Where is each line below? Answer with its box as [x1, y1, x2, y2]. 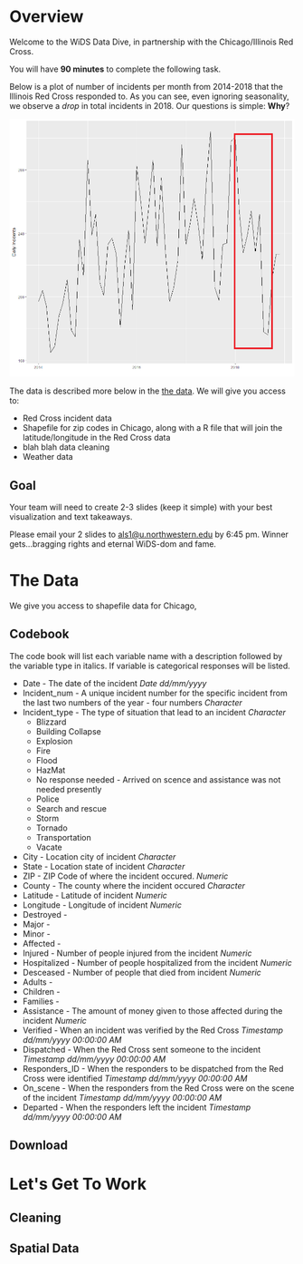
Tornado [35, 822, 68, 833]
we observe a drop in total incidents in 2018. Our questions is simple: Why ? [9, 100, 290, 111]
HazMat [35, 764, 66, 775]
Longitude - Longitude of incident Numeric [22, 899, 183, 910]
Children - [22, 986, 61, 997]
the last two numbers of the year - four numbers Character [22, 696, 242, 708]
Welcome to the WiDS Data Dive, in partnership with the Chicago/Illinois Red [9, 36, 294, 47]
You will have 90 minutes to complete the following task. [9, 63, 222, 74]
